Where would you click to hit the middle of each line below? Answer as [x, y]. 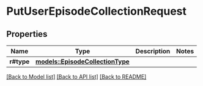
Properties [27, 34]
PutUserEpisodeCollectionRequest [97, 11]
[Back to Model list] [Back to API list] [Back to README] [76, 77]
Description [153, 51]
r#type [20, 61]
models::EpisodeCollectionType [83, 61]
